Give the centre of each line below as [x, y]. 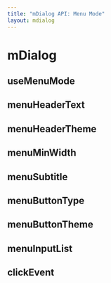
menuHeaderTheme [52, 128]
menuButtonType [46, 201]
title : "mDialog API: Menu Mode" [56, 14]
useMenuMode [41, 81]
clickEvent [31, 273]
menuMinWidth [42, 153]
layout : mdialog [31, 20]
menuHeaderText [46, 105]
